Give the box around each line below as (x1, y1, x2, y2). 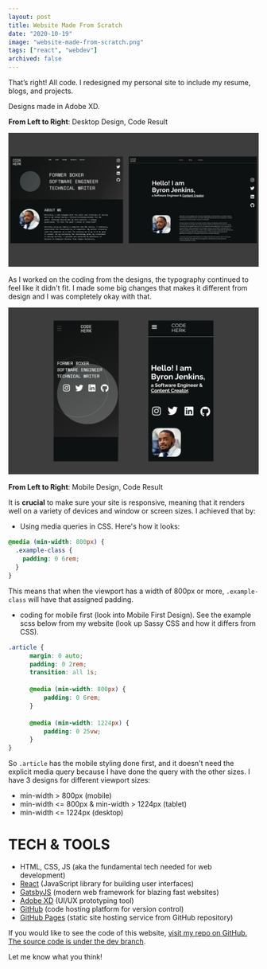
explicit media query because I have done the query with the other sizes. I (8, 767, 250, 776)
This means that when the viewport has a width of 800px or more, (8, 586, 225, 596)
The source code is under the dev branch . (8, 936, 146, 947)
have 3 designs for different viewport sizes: (8, 776, 151, 785)
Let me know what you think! (8, 952, 103, 962)
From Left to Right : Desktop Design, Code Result (8, 117, 168, 127)
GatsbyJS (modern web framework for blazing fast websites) (19, 888, 220, 897)
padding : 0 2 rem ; (29, 660, 87, 668)
